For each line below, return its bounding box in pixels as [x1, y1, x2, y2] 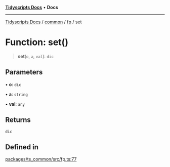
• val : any [5, 101, 25, 107]
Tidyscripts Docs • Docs [5, 5, 58, 10]
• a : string [5, 91, 28, 97]
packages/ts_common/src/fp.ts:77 [5, 156, 77, 162]
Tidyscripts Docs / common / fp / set [5, 19, 82, 25]
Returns [5, 116, 31, 124]
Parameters [5, 68, 43, 76]
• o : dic [5, 81, 21, 88]
